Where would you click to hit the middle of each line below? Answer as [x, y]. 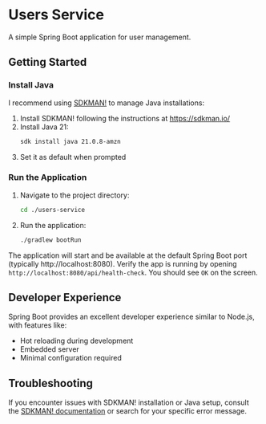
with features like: [38, 325]
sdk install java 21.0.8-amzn [71, 141]
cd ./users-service [52, 210]
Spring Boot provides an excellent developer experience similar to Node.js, [131, 317]
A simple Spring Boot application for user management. [100, 37]
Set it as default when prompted [73, 157]
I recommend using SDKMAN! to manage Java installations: [107, 103]
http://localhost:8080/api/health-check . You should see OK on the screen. [133, 272]
